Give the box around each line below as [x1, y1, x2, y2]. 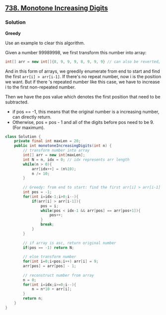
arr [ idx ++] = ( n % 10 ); [31, 166, 77, 171]
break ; [40, 222, 55, 227]
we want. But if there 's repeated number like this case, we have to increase [5, 79, 160, 85]
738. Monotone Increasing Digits [5, 4, 108, 12]
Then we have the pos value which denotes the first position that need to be [5, 94, 161, 100]
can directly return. [12, 114, 52, 120]
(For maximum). [12, 124, 45, 130]
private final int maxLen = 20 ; [14, 139, 81, 144]
